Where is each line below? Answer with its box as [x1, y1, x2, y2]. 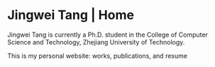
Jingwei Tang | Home [7, 7, 135, 23]
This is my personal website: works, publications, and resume [7, 51, 188, 60]
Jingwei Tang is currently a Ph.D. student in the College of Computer [7, 30, 208, 39]
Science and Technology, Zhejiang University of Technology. [7, 37, 185, 46]
